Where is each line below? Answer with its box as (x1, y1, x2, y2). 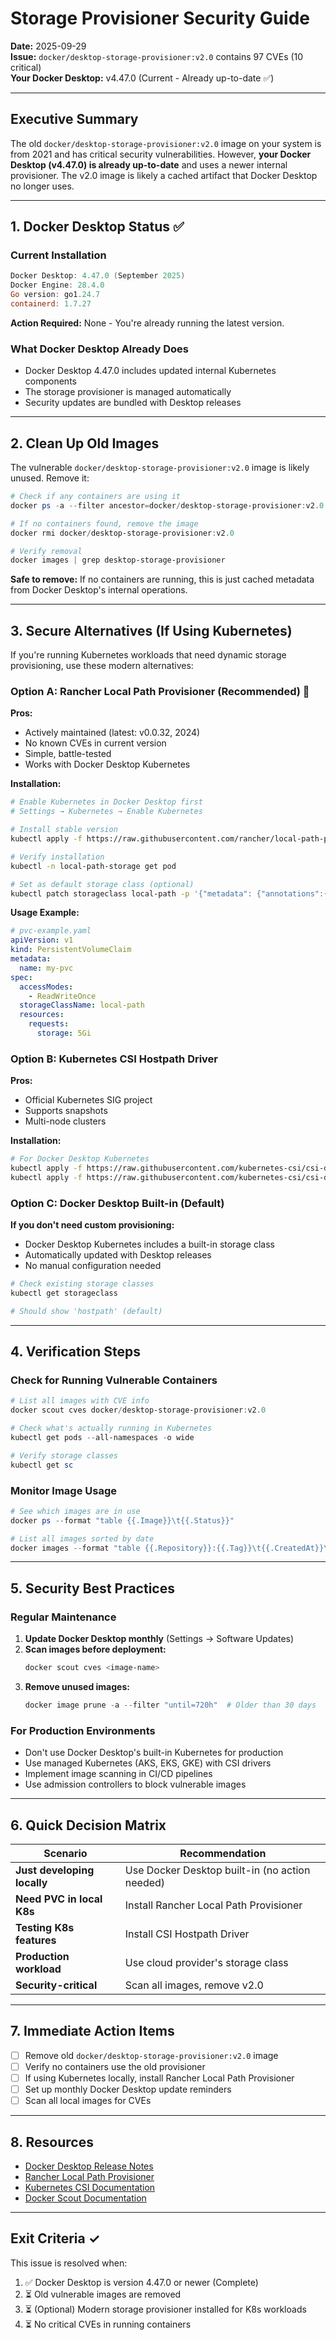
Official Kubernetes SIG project (24, 1094, 153, 1106)
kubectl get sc (10, 1460, 74, 1470)
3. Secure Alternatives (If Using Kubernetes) (10, 622, 293, 639)
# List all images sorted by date (10, 1533, 155, 1544)
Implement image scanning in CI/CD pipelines (24, 1768, 213, 1780)
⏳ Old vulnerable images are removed (24, 2288, 182, 2300)
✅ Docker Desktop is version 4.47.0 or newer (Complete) (24, 2276, 259, 2288)
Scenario (43, 1847, 88, 1861)
